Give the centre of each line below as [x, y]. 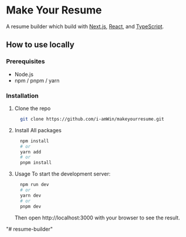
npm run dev [35, 185]
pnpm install [36, 163]
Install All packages [38, 130]
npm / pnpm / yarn [37, 80]
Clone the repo [32, 108]
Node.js [24, 74]
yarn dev [31, 195]
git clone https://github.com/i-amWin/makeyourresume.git [92, 119]
